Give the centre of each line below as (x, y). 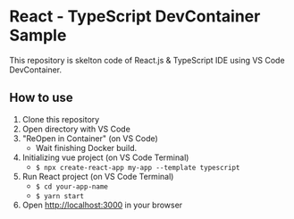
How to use (41, 98)
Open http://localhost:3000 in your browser (102, 205)
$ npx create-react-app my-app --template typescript (138, 167)
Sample (38, 35)
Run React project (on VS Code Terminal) (98, 176)
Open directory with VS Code (76, 129)
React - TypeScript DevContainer (135, 17)
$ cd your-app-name (72, 186)
